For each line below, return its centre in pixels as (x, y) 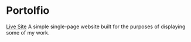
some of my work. (28, 32)
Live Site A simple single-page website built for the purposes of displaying (96, 26)
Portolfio (28, 11)
